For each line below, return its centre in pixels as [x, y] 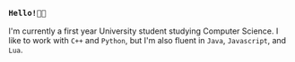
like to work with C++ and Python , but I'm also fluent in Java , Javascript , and [147, 41]
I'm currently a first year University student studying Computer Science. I [143, 31]
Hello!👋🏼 [27, 13]
